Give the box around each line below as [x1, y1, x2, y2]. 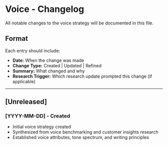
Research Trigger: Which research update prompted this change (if [12, 73, 152, 79]
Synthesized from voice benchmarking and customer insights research [12, 129, 158, 135]
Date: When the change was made [12, 57, 84, 63]
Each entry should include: [5, 47, 60, 53]
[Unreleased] [5, 98, 47, 106]
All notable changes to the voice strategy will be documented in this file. [5, 20, 154, 26]
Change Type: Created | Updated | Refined [12, 62, 101, 68]
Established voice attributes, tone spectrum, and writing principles [12, 135, 149, 141]
